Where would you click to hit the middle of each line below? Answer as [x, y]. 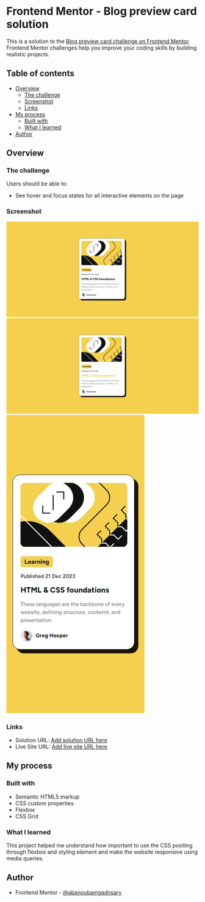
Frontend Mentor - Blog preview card [102, 11]
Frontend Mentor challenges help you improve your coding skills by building [102, 48]
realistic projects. [28, 54]
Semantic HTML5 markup [47, 797]
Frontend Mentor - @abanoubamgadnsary [68, 892]
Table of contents [40, 74]
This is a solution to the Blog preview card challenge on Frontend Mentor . [98, 41]
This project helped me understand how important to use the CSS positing [100, 846]
